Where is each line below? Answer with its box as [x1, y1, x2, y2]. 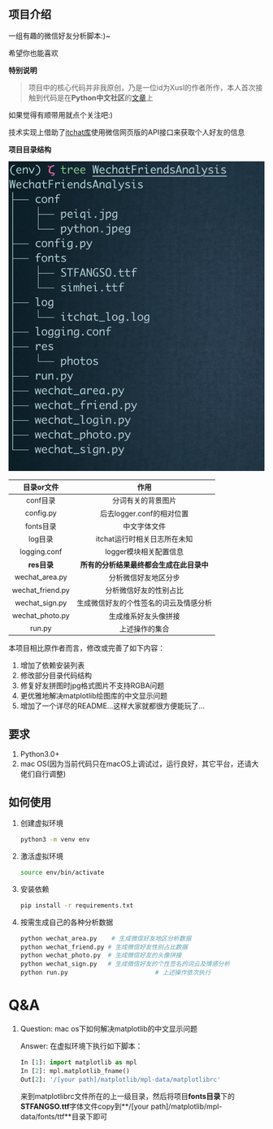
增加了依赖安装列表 [19, 660, 85, 670]
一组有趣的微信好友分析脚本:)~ [8, 31, 111, 41]
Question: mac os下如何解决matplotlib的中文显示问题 [19, 1023, 197, 1033]
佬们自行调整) [19, 769, 67, 779]
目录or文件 [23, 482, 59, 492]
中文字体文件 [123, 521, 167, 530]
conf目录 [25, 495, 56, 505]
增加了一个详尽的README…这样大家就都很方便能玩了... [19, 701, 206, 711]
